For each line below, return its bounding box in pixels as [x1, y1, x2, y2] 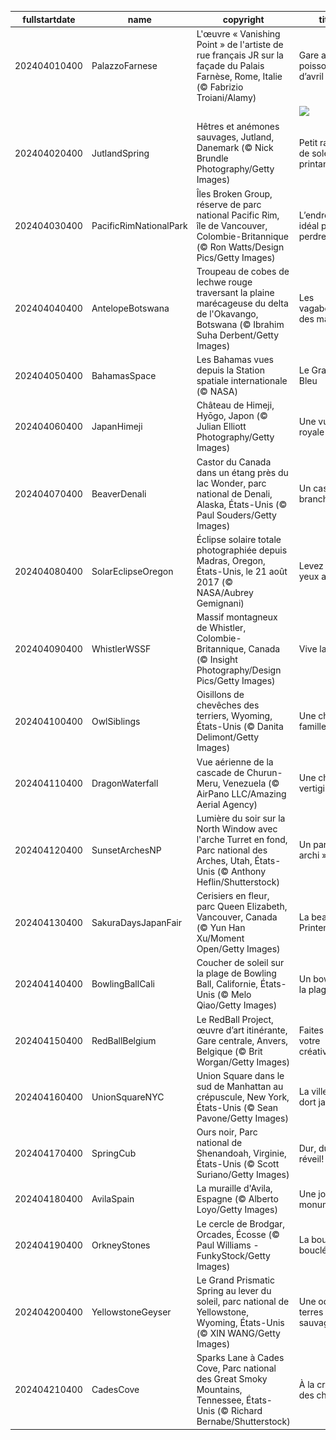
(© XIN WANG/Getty [196, 1327, 281, 1339]
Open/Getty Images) [196, 943, 281, 955]
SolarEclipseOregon [91, 565, 174, 577]
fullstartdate [22, 13, 76, 25]
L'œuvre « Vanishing [196, 27, 281, 40]
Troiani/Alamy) [196, 91, 257, 103]
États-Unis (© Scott [196, 1158, 280, 1170]
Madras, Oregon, [196, 554, 266, 566]
